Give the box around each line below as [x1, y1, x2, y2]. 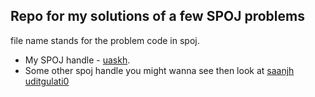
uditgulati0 [24, 75, 70, 87]
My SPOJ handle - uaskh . [24, 54, 131, 66]
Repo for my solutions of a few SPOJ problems [10, 8, 305, 25]
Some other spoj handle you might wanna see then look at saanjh [24, 64, 295, 76]
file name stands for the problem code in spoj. [10, 34, 200, 46]
